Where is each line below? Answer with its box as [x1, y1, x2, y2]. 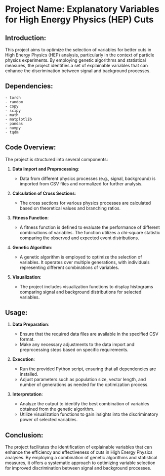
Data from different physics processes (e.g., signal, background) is [19, 175, 156, 181]
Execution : [12, 356, 35, 362]
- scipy [5, 108, 21, 113]
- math [5, 112, 19, 117]
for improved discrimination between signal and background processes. [5, 465, 152, 471]
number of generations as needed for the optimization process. [19, 382, 149, 388]
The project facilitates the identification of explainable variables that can [5, 444, 152, 450]
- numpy [5, 125, 21, 130]
